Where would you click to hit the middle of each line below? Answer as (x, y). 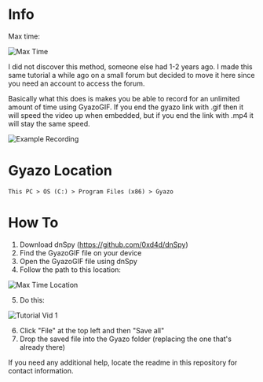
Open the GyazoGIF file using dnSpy (78, 261)
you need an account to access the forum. (77, 83)
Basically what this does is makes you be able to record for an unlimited (124, 98)
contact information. (41, 370)
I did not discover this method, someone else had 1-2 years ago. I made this (130, 66)
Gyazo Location (60, 171)
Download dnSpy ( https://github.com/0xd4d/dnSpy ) (104, 244)
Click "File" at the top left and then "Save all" (92, 330)
